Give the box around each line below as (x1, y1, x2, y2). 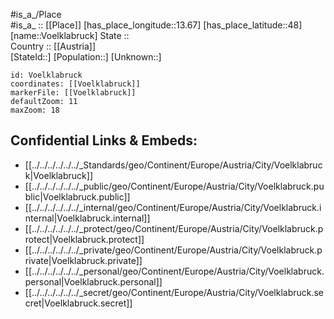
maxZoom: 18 (10, 105, 60, 115)
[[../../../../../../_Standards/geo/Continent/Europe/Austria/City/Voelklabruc (24, 159, 323, 171)
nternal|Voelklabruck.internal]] (24, 212, 151, 224)
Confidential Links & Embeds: (10, 132, 198, 149)
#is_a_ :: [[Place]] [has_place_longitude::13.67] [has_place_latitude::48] (10, 19, 303, 31)
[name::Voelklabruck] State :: (10, 30, 130, 41)
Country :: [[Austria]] (10, 40, 97, 52)
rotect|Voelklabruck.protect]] (24, 233, 145, 245)
